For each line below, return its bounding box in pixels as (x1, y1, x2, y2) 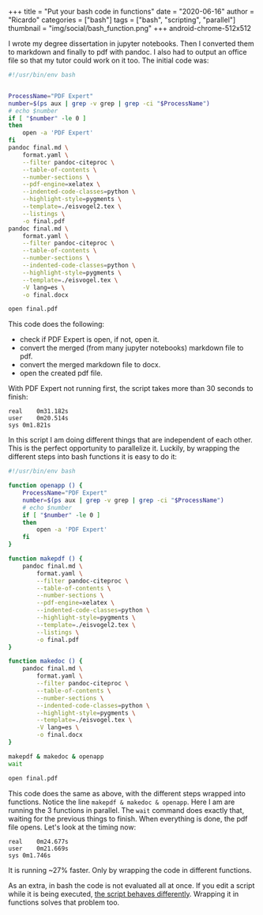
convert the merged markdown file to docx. (19, 360, 161, 370)
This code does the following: (8, 320, 105, 329)
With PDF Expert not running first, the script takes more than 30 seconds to (8, 384, 254, 393)
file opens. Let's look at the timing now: (8, 822, 137, 832)
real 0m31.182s (8, 408, 69, 416)
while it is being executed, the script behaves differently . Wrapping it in (8, 889, 239, 898)
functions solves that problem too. (8, 898, 120, 907)
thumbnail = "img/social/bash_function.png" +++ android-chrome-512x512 (8, 24, 251, 32)
